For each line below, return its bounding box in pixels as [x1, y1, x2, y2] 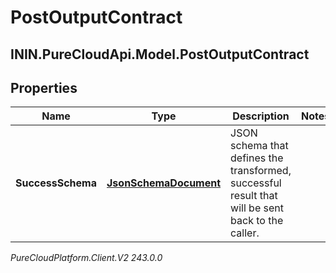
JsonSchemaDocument [106, 176, 222, 190]
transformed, [230, 164, 292, 178]
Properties [10, 79, 78, 96]
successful [230, 176, 282, 190]
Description [232, 109, 290, 123]
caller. [230, 226, 260, 240]
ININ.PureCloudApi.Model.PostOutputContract [10, 46, 310, 63]
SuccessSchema [15, 176, 97, 190]
